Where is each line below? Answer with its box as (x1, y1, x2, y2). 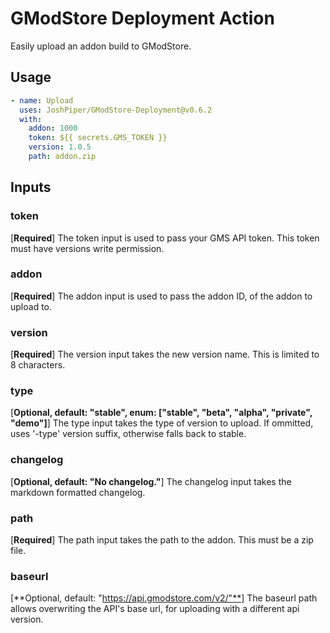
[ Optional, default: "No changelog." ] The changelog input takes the (10, 475, 292, 487)
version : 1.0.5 (28, 142, 92, 152)
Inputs (10, 179, 52, 196)
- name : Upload (10, 95, 74, 106)
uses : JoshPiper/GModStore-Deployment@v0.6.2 (19, 105, 213, 115)
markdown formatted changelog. (10, 486, 146, 498)
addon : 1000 (28, 123, 78, 134)
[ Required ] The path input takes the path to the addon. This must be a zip (10, 534, 314, 546)
